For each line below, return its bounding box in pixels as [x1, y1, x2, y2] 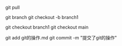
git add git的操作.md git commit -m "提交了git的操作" [5, 35, 117, 40]
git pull [5, 5, 20, 10]
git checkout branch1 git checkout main [5, 24, 89, 30]
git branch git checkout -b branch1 [5, 14, 79, 20]
